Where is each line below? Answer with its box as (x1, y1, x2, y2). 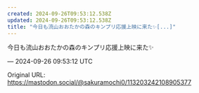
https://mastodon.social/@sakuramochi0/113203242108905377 (7, 78, 192, 87)
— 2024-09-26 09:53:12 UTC (7, 57, 93, 66)
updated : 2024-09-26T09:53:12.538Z (7, 17, 112, 24)
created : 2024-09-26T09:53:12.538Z (7, 10, 112, 17)
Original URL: (7, 71, 46, 79)
